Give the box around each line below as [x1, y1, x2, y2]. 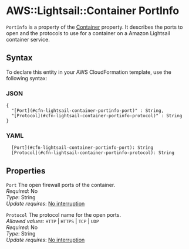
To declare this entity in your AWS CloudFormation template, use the [6, 69, 171, 76]
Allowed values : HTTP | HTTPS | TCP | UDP [6, 218, 99, 225]
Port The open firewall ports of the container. [6, 182, 116, 189]
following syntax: [6, 74, 48, 81]
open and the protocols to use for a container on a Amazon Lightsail [6, 29, 170, 36]
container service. [6, 36, 50, 43]
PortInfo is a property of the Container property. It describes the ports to [6, 23, 183, 30]
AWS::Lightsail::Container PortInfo [6, 4, 180, 18]
